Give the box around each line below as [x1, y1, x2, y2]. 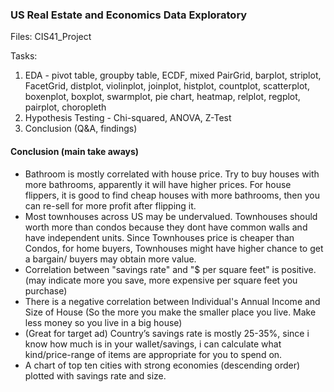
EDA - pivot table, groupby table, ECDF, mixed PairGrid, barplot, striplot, [24, 69, 322, 82]
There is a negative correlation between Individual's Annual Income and [24, 295, 321, 307]
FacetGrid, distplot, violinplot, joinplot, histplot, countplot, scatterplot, [24, 80, 310, 92]
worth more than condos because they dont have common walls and [24, 221, 308, 233]
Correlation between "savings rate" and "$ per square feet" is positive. [24, 263, 317, 275]
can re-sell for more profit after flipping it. [24, 199, 197, 212]
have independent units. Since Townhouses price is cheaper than [24, 231, 295, 243]
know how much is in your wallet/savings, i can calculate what [24, 338, 282, 350]
